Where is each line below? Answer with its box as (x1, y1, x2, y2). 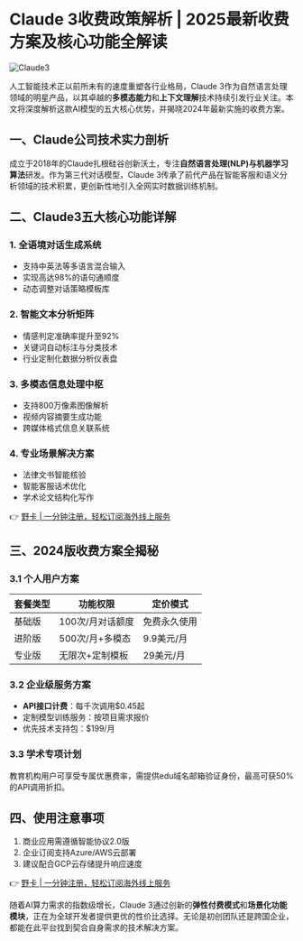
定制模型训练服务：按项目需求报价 (22, 712, 150, 723)
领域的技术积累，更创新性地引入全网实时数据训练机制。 (16, 180, 223, 191)
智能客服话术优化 (22, 481, 87, 492)
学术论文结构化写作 (22, 492, 95, 503)
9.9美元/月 (142, 632, 188, 645)
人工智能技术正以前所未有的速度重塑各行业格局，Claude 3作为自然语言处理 (9, 80, 289, 91)
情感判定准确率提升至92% (22, 330, 120, 341)
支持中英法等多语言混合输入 (22, 261, 126, 272)
